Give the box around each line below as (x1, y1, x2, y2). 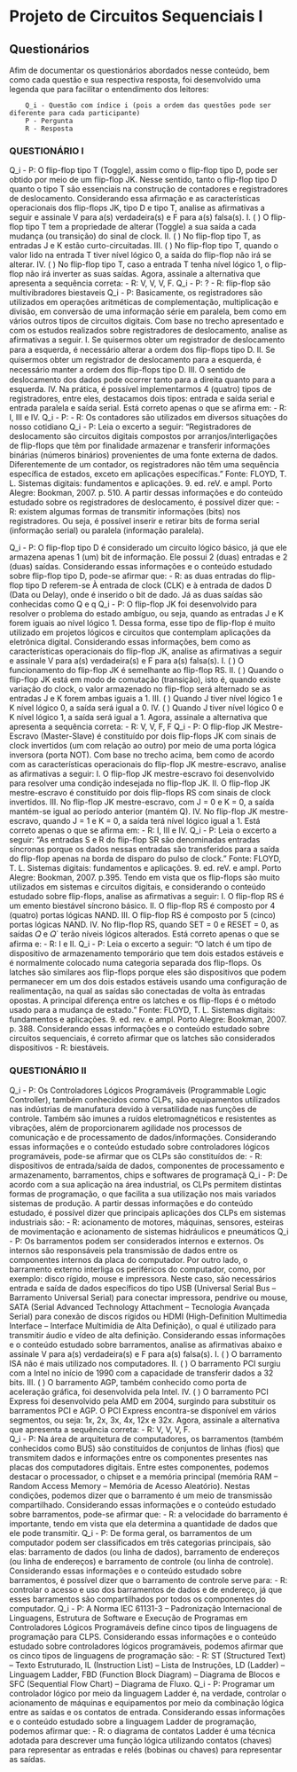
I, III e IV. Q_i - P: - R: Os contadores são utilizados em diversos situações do (9, 412, 288, 423)
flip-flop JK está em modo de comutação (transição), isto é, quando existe (9, 674, 281, 685)
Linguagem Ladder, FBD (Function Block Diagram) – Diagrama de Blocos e (9, 1669, 281, 1680)
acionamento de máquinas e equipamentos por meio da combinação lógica (9, 1697, 285, 1708)
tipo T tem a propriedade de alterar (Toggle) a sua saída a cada (25, 222, 257, 232)
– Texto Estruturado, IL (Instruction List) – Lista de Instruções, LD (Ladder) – (9, 1659, 285, 1670)
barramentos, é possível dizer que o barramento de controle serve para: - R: (9, 1574, 288, 1585)
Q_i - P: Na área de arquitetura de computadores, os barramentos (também (9, 1433, 284, 1444)
